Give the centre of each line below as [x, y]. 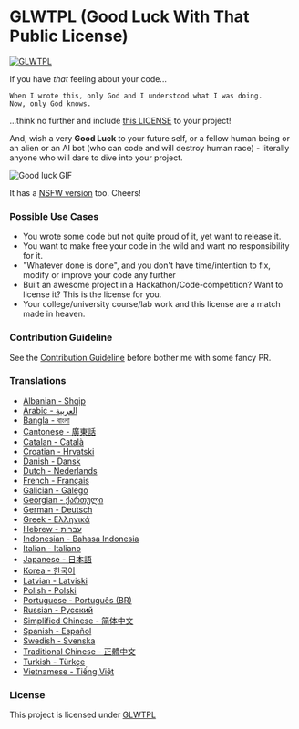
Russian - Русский [58, 610]
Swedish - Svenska [59, 641]
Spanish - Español [57, 631]
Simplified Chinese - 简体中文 [78, 621]
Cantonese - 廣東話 [59, 431]
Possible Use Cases [54, 216]
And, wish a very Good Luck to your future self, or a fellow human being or [149, 138]
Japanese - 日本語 [57, 559]
